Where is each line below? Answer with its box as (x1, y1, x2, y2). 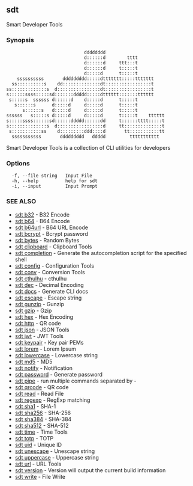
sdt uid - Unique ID (14, 441, 62, 448)
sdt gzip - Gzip (14, 307, 52, 314)
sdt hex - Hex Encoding (14, 313, 74, 321)
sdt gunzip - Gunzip (14, 300, 65, 307)
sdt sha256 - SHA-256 (14, 409, 71, 416)
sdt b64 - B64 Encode (14, 217, 70, 224)
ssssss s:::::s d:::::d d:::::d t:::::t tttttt (6, 112, 165, 119)
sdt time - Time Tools (14, 428, 68, 435)
